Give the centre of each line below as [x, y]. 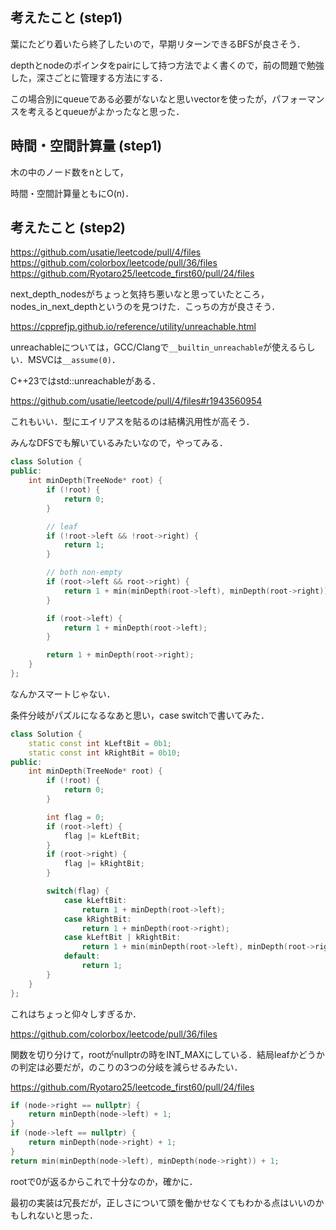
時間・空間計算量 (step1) [86, 146]
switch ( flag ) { [78, 891]
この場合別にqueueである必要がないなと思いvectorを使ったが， [141, 99]
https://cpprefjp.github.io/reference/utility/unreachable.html [133, 327]
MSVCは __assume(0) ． [74, 360]
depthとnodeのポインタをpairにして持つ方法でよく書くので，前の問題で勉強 [167, 65]
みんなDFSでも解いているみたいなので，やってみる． [119, 443]
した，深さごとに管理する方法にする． [89, 77]
